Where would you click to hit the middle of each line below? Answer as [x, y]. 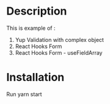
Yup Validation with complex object [59, 40]
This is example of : [31, 28]
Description [37, 11]
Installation [35, 78]
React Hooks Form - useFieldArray [59, 52]
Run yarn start [24, 94]
